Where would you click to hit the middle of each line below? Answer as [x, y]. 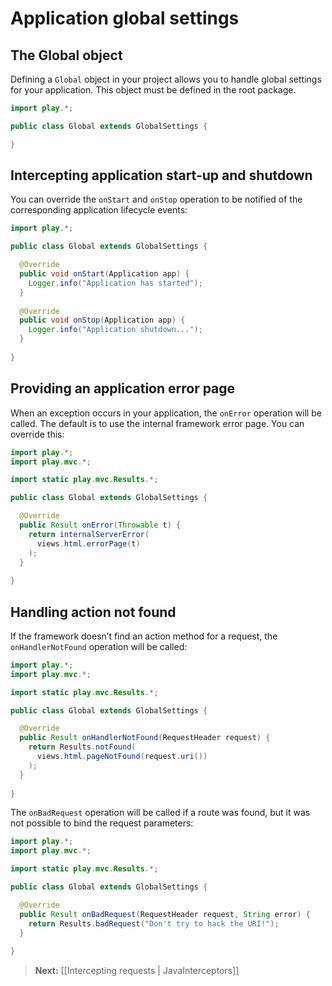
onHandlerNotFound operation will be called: [99, 646]
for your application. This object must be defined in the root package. [153, 90]
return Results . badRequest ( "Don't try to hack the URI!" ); [154, 923]
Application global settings [125, 18]
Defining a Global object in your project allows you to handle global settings [166, 79]
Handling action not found [93, 612]
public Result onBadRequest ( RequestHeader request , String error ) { [165, 914]
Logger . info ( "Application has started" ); [115, 283]
